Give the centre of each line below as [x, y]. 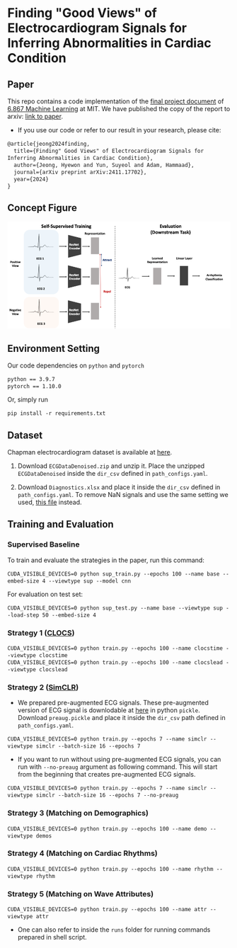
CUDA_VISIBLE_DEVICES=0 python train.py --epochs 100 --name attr [107, 910]
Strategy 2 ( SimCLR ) [43, 687]
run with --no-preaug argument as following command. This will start [117, 767]
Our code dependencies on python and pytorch [76, 365]
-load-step [23, 615]
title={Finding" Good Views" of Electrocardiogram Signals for [109, 151]
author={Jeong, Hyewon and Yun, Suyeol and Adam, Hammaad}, [104, 165]
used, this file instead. [50, 502]
